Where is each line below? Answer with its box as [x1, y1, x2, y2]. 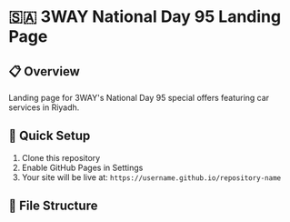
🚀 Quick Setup [8, 128, 91, 144]
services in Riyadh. [8, 102, 80, 113]
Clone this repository [21, 152, 101, 163]
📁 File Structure [8, 198, 98, 214]
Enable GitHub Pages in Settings [21, 162, 144, 173]
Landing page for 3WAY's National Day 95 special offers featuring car [8, 93, 270, 103]
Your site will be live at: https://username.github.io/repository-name [21, 171, 282, 183]
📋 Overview [8, 64, 81, 79]
